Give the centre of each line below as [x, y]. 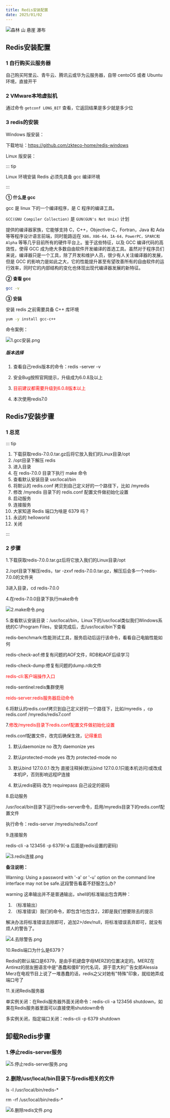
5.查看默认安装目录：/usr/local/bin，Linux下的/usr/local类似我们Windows [82, 620]
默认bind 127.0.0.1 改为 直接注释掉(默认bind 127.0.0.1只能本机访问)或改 [85, 768]
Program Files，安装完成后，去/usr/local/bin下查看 [73, 627]
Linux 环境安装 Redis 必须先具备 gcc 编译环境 [53, 176]
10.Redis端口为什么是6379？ [35, 950]
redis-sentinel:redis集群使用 [35, 687]
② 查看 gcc [18, 278]
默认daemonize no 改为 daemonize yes [54, 747]
